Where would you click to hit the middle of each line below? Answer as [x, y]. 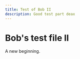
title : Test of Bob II [28, 9]
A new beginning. [23, 51]
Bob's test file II [37, 38]
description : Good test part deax [40, 14]
